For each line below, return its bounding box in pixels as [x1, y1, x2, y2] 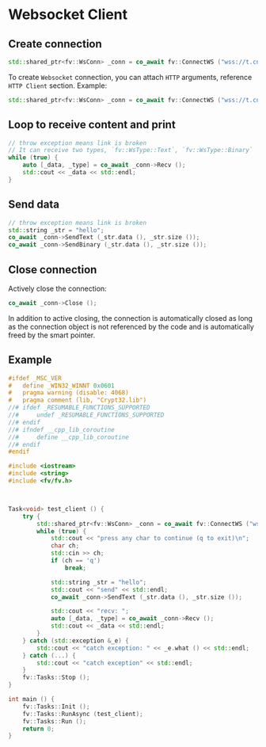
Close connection [8, 263, 97, 276]
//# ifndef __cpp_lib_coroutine [8, 425, 115, 433]
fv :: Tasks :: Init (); [22, 703, 90, 711]
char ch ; [50, 542, 80, 550]
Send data [8, 198, 59, 212]
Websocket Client [8, 6, 128, 24]
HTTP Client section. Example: [8, 81, 108, 90]
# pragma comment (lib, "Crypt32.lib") [8, 396, 147, 405]
